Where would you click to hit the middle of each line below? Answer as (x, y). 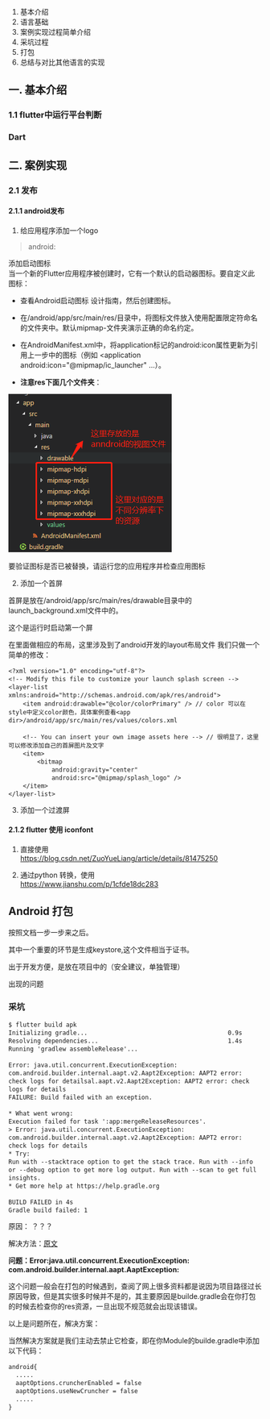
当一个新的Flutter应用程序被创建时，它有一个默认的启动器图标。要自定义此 (132, 273)
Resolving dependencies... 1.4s (125, 1041)
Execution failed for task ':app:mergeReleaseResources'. (107, 1122)
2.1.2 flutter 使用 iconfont (51, 830)
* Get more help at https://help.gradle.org (84, 1186)
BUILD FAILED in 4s (41, 1203)
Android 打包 (41, 911)
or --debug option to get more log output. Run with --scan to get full (133, 1170)
